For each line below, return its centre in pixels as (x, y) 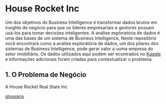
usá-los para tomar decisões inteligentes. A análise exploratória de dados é (83, 33)
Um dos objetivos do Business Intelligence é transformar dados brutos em (81, 22)
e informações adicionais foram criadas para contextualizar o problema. (79, 59)
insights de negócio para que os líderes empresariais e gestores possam (80, 27)
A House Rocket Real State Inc (36, 87)
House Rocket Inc (42, 9)
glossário (15, 96)
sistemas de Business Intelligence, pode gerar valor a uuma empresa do (79, 49)
